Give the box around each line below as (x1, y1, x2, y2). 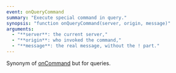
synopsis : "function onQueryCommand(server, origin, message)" (6, 20, 171, 26)
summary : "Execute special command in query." (6, 15, 127, 21)
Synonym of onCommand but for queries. (6, 59, 111, 67)
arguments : (6, 26, 34, 32)
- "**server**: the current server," (12, 32, 108, 38)
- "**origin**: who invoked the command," (12, 37, 122, 43)
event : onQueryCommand (6, 9, 64, 15)
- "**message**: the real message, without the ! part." (12, 43, 160, 49)
